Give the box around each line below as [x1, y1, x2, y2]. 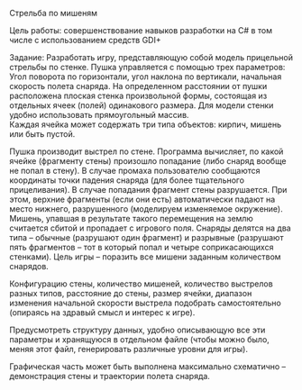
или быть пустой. [9, 129, 76, 139]
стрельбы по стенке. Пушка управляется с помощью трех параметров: [9, 62, 286, 72]
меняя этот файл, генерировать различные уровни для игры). [9, 344, 248, 354]
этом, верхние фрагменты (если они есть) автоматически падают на [9, 194, 276, 204]
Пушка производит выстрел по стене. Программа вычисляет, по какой [9, 146, 284, 157]
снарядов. [9, 261, 50, 271]
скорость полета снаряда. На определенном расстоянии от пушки [9, 81, 268, 91]
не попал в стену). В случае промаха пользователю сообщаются [9, 166, 261, 176]
